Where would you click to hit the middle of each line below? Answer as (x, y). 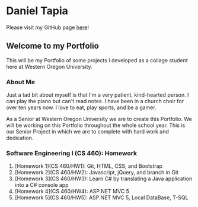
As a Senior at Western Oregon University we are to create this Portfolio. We (99, 119)
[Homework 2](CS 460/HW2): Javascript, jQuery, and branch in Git (97, 173)
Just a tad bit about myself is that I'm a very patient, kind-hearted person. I (98, 95)
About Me (21, 82)
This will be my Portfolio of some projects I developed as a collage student (97, 60)
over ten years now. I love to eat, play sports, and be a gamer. (81, 107)
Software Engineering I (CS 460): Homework (72, 153)
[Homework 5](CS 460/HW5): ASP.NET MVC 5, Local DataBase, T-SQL (101, 198)
